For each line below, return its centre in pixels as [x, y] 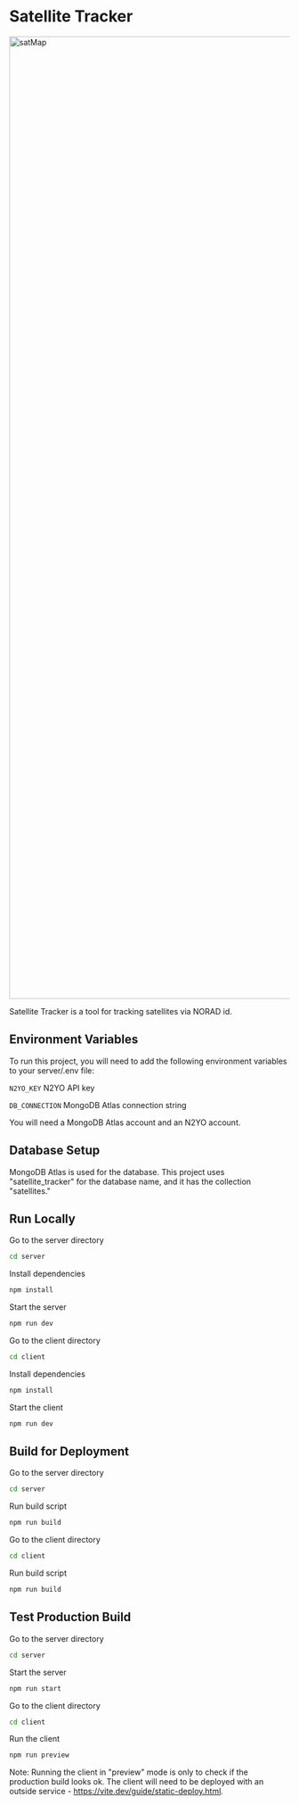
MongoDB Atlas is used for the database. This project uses [117, 1172]
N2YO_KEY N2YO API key [52, 1088]
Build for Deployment [69, 1452]
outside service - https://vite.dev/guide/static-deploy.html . [117, 1792]
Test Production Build [70, 1617]
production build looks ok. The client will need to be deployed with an [137, 1782]
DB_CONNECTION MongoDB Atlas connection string [98, 1105]
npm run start [36, 1688]
